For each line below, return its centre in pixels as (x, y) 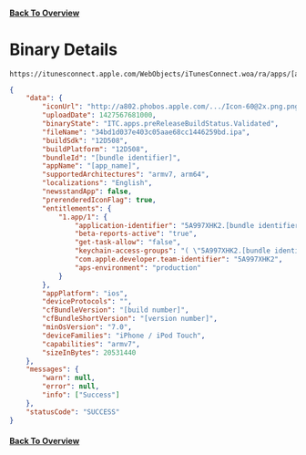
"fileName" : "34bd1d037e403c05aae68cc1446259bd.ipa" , (146, 132)
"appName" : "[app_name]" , (92, 166)
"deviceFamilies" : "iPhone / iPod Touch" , (124, 336)
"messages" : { (52, 369)
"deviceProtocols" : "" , (87, 302)
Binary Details (64, 49)
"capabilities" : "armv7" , (92, 344)
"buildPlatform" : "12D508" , (95, 149)
